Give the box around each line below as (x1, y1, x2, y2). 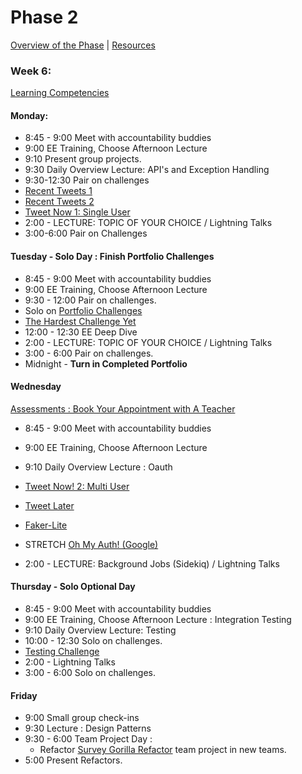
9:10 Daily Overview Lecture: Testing (24, 624, 177, 636)
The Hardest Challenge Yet (24, 315, 137, 327)
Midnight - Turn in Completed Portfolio (24, 357, 188, 370)
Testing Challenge (24, 646, 100, 658)
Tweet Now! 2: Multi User (24, 480, 130, 492)
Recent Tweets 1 (24, 185, 93, 197)
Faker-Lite (24, 519, 68, 531)
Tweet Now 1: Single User (24, 206, 131, 218)
